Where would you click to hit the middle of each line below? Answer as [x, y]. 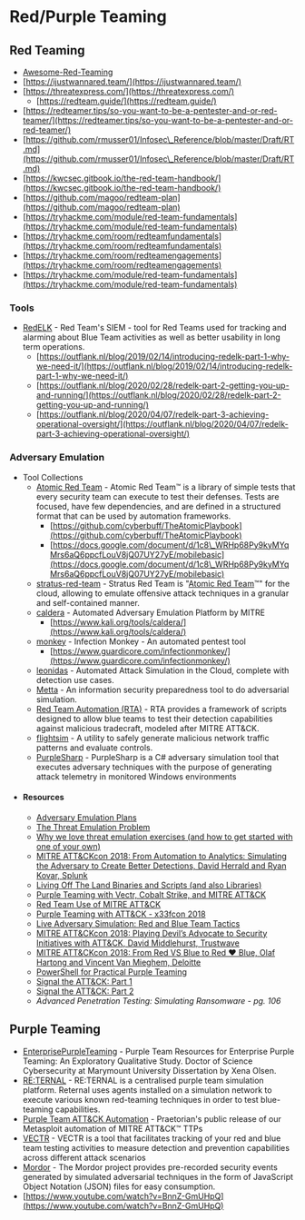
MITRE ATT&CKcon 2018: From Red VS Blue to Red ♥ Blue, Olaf [155, 952]
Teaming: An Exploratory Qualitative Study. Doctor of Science [138, 1061]
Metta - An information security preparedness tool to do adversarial [162, 689]
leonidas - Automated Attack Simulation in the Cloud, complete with [162, 670]
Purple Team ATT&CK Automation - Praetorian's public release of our [152, 1118]
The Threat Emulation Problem [93, 827]
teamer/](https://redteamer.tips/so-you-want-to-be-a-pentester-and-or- [157, 120]
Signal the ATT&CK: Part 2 [85, 991]
